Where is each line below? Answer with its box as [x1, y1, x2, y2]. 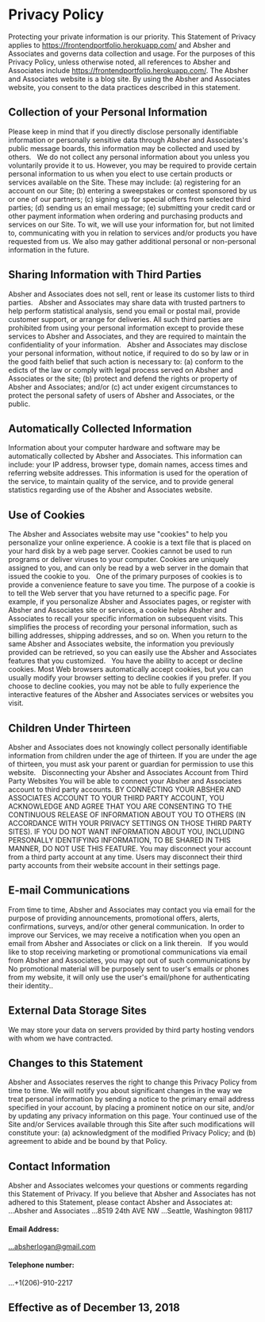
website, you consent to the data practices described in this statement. [8, 82, 240, 92]
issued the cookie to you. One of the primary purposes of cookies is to [8, 572, 243, 581]
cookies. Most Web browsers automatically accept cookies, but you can [8, 665, 244, 674]
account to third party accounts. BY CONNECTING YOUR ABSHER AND [8, 785, 242, 794]
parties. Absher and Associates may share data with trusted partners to [8, 297, 246, 307]
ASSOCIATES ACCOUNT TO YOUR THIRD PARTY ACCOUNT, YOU [8, 793, 225, 802]
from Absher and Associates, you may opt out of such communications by [8, 956, 251, 965]
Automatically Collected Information [8, 421, 192, 435]
